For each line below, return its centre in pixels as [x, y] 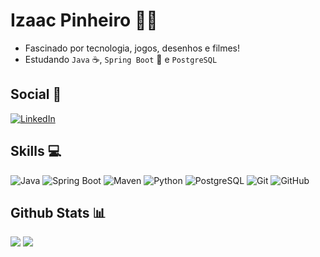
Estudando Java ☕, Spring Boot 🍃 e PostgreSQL [121, 59]
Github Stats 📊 [58, 212]
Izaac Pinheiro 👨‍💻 [84, 20]
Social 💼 [36, 94]
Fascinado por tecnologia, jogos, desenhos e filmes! [132, 48]
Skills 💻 [36, 151]
